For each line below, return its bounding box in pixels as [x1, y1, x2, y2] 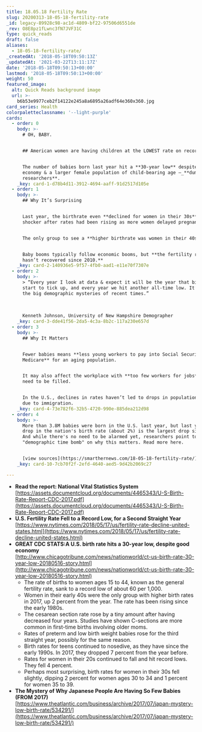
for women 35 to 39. [23, 680, 75, 688]
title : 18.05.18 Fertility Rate [6, 8, 87, 15]
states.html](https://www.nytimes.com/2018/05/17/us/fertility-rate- [14, 527, 181, 535]
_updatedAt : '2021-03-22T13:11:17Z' [6, 59, 98, 65]
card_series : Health [6, 103, 58, 110]
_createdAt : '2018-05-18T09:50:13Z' [6, 53, 98, 59]
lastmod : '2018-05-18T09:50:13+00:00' [6, 70, 103, 76]
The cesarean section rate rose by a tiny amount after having [23, 611, 176, 618]
